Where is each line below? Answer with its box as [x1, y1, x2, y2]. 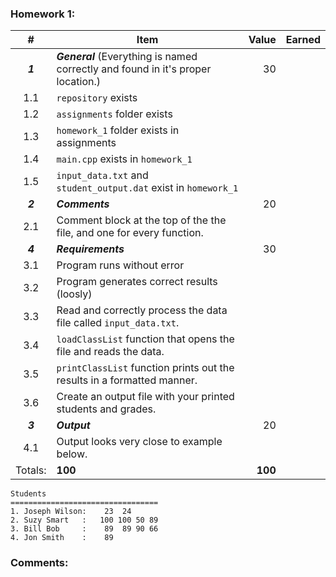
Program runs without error [56, 258, 185, 272]
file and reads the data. [56, 345, 165, 359]
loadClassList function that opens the [56, 332, 235, 346]
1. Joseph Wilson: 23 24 [10, 507, 132, 517]
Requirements [56, 242, 125, 256]
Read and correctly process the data [56, 303, 228, 317]
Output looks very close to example [56, 435, 223, 449]
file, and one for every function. [56, 226, 204, 240]
